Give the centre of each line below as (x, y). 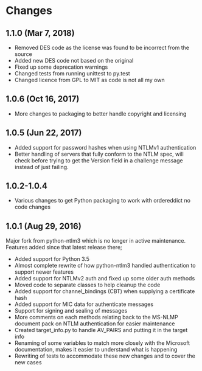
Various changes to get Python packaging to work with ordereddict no (103, 201)
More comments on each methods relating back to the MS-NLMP (96, 317)
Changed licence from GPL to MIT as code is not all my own (89, 80)
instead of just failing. (41, 167)
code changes (33, 207)
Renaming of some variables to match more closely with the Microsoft (102, 343)
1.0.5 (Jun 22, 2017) (44, 133)
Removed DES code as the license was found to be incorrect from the (102, 47)
